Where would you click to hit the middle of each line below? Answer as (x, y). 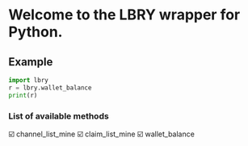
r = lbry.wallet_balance (50, 88)
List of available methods (59, 116)
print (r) (23, 95)
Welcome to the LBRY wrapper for (124, 15)
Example (31, 62)
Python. (36, 32)
